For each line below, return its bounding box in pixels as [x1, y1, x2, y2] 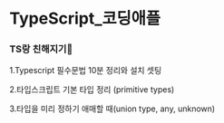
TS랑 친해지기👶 [9, 43, 73, 55]
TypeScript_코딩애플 [9, 8, 161, 29]
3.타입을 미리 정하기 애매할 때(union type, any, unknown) [9, 103, 216, 114]
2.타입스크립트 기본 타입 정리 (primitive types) [9, 84, 175, 95]
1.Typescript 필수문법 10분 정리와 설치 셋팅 [9, 65, 162, 76]
